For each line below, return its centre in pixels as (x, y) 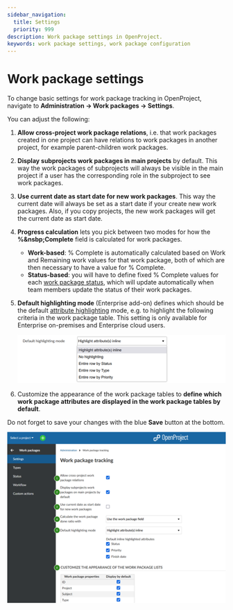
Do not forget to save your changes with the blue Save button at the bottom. (116, 422)
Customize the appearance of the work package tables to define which (119, 394)
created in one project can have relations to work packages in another (117, 140)
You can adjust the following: (49, 119)
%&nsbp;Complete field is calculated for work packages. (100, 239)
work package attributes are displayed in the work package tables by (119, 401)
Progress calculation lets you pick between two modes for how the (114, 232)
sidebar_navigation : (37, 15)
